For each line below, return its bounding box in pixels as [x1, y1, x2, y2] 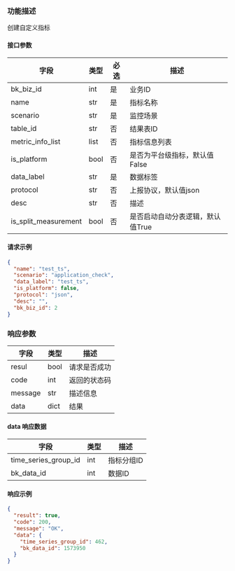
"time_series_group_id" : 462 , [20, 538, 108, 545]
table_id [10, 123, 37, 133]
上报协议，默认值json [129, 185, 200, 195]
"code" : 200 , [13, 518, 52, 526]
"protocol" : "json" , [13, 291, 73, 298]
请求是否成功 [69, 362, 112, 372]
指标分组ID [108, 455, 143, 465]
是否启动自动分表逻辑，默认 [129, 212, 221, 221]
